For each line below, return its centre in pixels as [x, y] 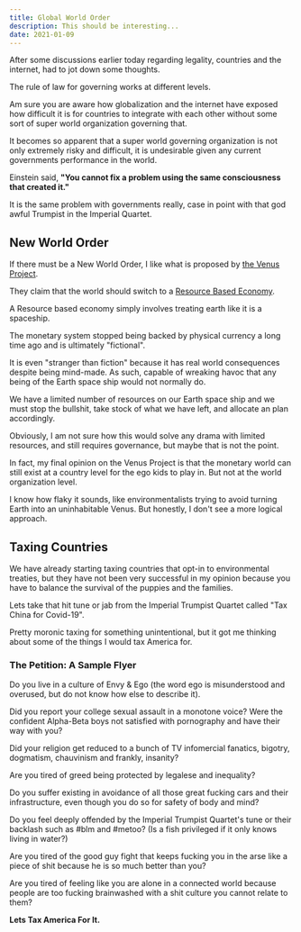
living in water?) [39, 839]
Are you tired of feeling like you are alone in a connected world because [143, 883]
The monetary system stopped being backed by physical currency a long [145, 336]
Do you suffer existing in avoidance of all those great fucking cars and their [149, 792]
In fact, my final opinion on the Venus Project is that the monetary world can [150, 463]
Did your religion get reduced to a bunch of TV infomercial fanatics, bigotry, [150, 748]
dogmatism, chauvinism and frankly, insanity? [94, 758]
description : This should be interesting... [94, 26]
